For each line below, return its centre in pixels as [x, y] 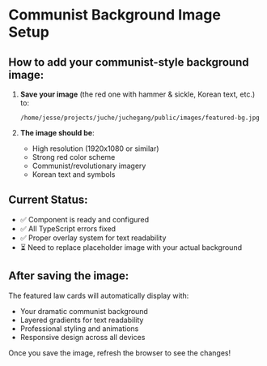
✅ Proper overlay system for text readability [93, 238]
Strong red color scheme [74, 157]
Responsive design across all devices [83, 337]
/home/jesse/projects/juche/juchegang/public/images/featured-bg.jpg [140, 118]
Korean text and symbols [74, 174]
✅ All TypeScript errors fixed [68, 228]
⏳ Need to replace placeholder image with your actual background [131, 247]
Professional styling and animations [79, 328]
